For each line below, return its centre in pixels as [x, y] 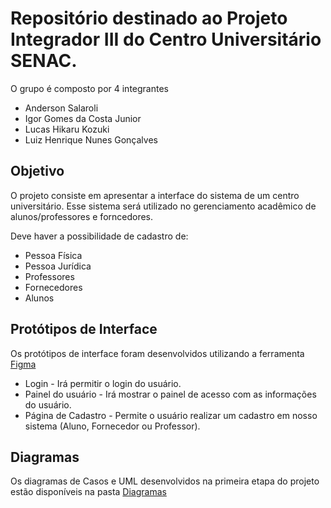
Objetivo [37, 171]
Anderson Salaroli [61, 108]
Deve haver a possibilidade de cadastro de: [99, 236]
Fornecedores [53, 287]
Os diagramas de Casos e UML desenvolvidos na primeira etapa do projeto [165, 481]
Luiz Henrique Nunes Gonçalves [91, 139]
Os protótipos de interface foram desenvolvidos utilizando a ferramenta [157, 353]
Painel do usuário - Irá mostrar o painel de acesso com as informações [170, 394]
